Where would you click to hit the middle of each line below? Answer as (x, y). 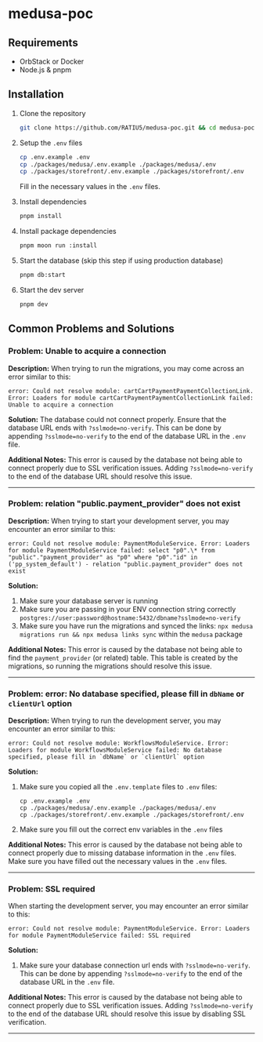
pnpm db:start (42, 275)
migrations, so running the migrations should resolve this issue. (110, 666)
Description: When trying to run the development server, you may (115, 721)
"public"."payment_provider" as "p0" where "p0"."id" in (103, 557)
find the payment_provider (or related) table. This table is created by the (123, 658)
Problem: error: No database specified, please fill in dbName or (126, 694)
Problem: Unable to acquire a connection (87, 352)
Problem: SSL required (52, 889)
